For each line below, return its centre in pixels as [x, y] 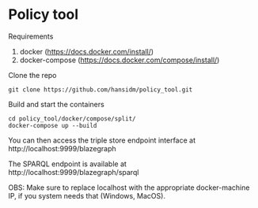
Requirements [31, 36]
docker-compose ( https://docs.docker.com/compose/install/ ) [120, 60]
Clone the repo [32, 75]
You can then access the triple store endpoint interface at [102, 140]
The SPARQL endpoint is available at [67, 164]
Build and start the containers [56, 104]
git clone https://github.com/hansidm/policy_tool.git [101, 89]
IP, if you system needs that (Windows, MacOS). [87, 195]
